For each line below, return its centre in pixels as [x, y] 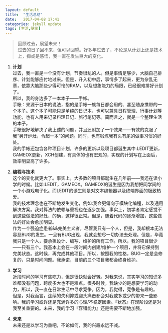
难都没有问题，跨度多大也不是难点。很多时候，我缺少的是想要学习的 [83, 283]
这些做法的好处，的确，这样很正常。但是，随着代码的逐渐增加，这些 [87, 216]
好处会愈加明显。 [39, 222]
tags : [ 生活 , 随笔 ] [23, 29]
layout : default [22, 10]
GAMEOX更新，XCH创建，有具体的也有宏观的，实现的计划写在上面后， [86, 155]
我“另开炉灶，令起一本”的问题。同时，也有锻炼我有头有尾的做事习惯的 [85, 136]
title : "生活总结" [24, 15]
